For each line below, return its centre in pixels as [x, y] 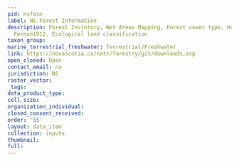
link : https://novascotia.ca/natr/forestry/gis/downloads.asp [101, 54]
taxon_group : [27, 41]
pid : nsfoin [25, 14]
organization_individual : [46, 107]
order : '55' [25, 120]
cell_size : [23, 100]
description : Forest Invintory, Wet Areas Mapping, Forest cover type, [116, 27]
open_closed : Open [34, 61]
